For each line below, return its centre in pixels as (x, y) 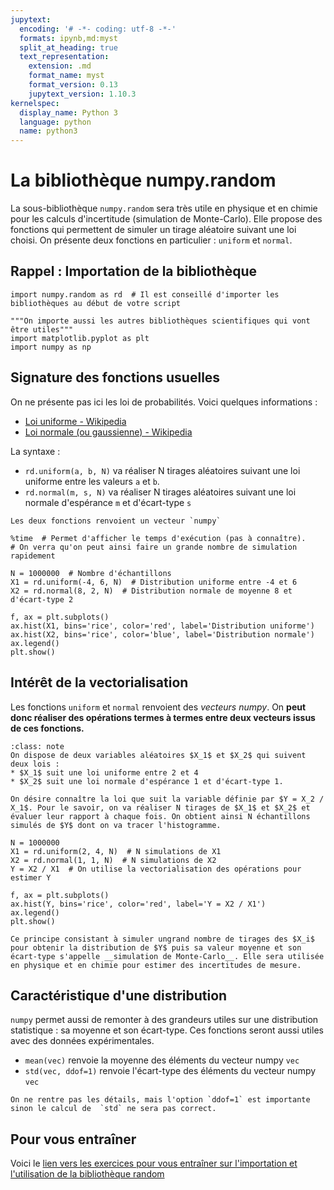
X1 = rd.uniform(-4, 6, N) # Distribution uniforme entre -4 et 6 (154, 582)
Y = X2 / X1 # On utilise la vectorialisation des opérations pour (156, 869)
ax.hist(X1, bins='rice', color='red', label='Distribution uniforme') (162, 626)
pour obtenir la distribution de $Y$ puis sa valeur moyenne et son (156, 947)
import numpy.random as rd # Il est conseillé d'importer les (145, 294)
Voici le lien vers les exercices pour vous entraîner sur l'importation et (154, 1163)
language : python (55, 122)
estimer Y (31, 877)
